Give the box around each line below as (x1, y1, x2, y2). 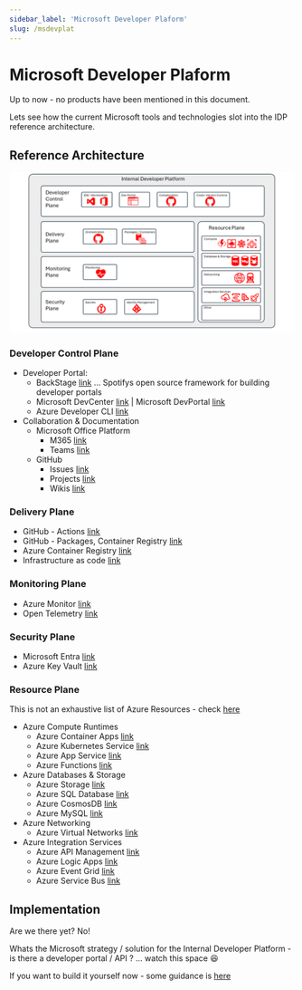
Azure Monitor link (22, 598, 92, 609)
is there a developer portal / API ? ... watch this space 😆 (9, 953, 219, 964)
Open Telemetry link (22, 608, 99, 619)
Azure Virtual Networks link (35, 827, 138, 838)
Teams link (49, 445, 90, 456)
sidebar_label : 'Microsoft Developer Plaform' (9, 14, 188, 24)
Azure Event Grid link (35, 866, 115, 877)
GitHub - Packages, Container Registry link (22, 535, 183, 547)
